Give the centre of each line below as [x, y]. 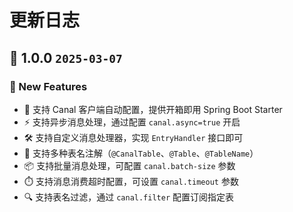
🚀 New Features [48, 86]
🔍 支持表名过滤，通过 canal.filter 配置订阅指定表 [129, 197]
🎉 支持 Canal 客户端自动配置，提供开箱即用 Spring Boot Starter [153, 109]
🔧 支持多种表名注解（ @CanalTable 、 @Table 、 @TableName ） [141, 153]
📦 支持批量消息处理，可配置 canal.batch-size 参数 [129, 165]
